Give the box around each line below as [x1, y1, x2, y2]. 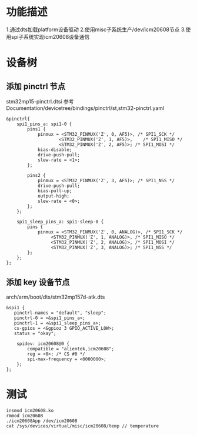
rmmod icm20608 [6, 413, 44, 419]
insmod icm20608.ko [6, 407, 54, 413]
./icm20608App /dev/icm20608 [6, 418, 78, 424]
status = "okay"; [14, 330, 57, 336]
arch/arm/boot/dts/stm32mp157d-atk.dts [6, 293, 105, 300]
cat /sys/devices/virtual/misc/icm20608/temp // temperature [6, 423, 159, 429]
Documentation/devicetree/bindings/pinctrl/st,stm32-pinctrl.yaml [6, 104, 165, 112]
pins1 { [27, 126, 46, 132]
